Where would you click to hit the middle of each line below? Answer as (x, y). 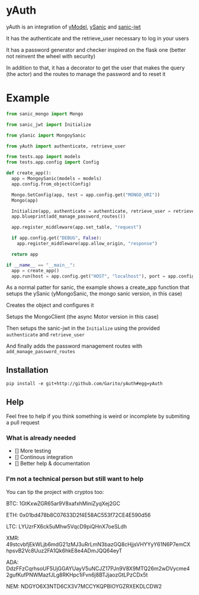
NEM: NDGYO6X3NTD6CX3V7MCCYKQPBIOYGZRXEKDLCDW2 (84, 586)
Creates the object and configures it (50, 305)
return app (25, 254)
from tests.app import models (44, 157)
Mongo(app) (25, 200)
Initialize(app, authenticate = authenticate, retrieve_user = (91, 211)
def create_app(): (29, 173)
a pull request (23, 422)
